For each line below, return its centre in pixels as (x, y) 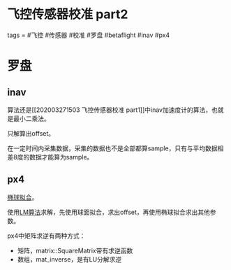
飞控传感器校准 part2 (68, 14)
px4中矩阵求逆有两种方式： (46, 236)
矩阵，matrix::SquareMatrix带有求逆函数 (75, 250)
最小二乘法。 (31, 118)
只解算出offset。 (31, 133)
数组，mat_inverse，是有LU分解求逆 (69, 259)
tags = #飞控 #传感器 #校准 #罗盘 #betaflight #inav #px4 (89, 35)
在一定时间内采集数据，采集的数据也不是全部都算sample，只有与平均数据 (112, 148)
